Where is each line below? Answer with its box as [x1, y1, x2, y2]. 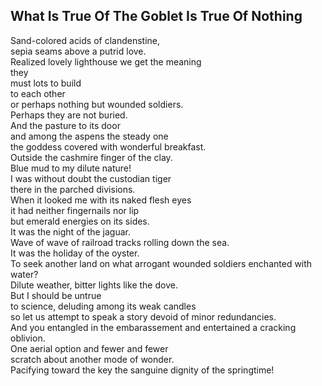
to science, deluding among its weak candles [10, 300, 197, 312]
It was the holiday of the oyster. [10, 247, 140, 259]
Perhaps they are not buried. [10, 109, 128, 121]
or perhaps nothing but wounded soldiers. [10, 98, 184, 110]
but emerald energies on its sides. [10, 215, 150, 227]
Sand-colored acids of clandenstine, [10, 34, 161, 46]
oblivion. [10, 332, 46, 344]
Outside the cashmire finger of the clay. [10, 151, 173, 163]
